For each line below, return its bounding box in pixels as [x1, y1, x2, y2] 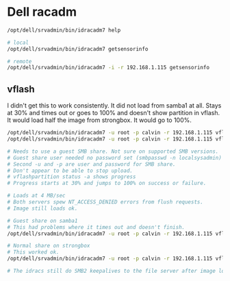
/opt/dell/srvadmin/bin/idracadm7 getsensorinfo [7, 45, 149, 52]
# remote [7, 58, 32, 65]
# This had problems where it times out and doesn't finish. [7, 223, 186, 230]
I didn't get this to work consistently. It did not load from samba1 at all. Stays [7, 101, 222, 110]
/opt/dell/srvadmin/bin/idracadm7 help [7, 27, 121, 34]
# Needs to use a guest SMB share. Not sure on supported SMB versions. [7, 148, 219, 155]
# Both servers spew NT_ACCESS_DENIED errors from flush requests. [7, 199, 204, 206]
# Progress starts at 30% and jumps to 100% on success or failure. [7, 180, 207, 187]
